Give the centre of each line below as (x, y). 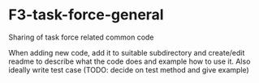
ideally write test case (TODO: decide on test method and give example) (129, 69)
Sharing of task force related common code (81, 37)
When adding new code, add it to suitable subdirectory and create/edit (127, 52)
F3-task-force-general (86, 15)
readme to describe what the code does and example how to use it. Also (129, 61)
